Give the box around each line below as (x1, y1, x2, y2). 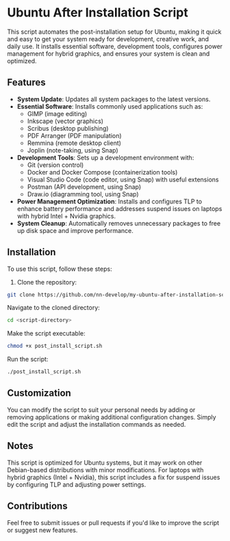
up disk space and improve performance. (16, 226, 133, 234)
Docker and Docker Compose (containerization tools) (27, 168, 178, 176)
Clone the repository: (16, 278, 77, 286)
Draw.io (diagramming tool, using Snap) (27, 190, 139, 198)
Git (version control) (27, 160, 84, 169)
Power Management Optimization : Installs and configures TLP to (16, 197, 203, 206)
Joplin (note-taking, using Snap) (27, 146, 118, 154)
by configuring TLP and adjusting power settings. (7, 480, 146, 489)
